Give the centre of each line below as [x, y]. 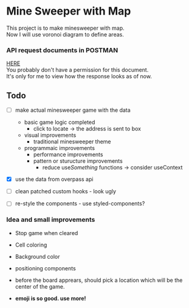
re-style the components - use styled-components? [80, 204]
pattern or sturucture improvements [78, 161]
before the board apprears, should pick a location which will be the [99, 280]
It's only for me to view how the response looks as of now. [79, 77]
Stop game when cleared [46, 233]
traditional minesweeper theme [72, 142]
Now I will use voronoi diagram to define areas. [65, 34]
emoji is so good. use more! [50, 298]
